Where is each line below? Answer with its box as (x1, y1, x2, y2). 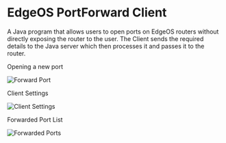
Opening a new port (7, 62, 64, 70)
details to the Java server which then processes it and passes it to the (7, 42, 205, 50)
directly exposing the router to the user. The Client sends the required (7, 34, 204, 42)
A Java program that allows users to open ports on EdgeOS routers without (7, 27, 219, 36)
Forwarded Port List (7, 115, 63, 124)
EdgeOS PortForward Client (7, 5, 167, 21)
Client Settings (7, 89, 49, 97)
